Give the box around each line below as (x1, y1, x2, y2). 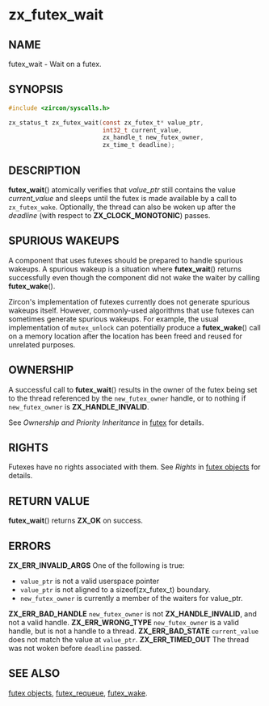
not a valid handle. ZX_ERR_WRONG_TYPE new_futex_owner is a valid (8, 618, 240, 628)
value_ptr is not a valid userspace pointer (19, 576, 160, 586)
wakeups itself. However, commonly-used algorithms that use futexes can (8, 305, 254, 315)
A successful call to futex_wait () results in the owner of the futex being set (8, 385, 258, 394)
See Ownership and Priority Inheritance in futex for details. (8, 418, 204, 427)
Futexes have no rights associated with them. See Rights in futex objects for (8, 462, 261, 472)
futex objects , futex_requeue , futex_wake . (8, 688, 148, 698)
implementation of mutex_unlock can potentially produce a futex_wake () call (8, 322, 261, 332)
